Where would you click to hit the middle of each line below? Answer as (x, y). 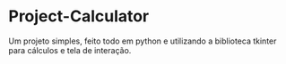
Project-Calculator (79, 16)
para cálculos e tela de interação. (70, 50)
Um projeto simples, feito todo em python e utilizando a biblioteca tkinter (143, 41)
